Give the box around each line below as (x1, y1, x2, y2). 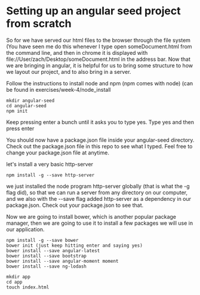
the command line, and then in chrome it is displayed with (6, 49, 148, 56)
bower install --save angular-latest (6, 247, 100, 254)
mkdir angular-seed (6, 97, 55, 104)
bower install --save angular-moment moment (6, 258, 119, 264)
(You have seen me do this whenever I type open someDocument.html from (6, 43, 192, 50)
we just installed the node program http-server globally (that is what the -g (6, 182, 190, 190)
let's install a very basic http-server (6, 160, 94, 167)
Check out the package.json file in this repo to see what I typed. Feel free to (6, 142, 193, 150)
